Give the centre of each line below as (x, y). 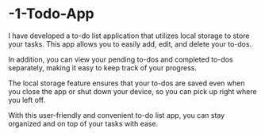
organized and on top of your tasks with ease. (83, 123)
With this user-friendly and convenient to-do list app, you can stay (117, 115)
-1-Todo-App (51, 14)
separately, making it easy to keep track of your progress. (102, 67)
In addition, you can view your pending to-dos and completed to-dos (121, 59)
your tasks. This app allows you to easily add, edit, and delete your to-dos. (130, 43)
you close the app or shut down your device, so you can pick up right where (132, 91)
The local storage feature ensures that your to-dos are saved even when (127, 83)
